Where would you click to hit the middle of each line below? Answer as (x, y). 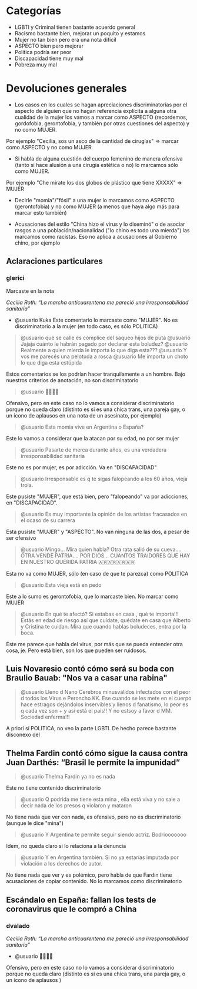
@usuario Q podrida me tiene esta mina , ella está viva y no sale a (100, 799)
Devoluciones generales (67, 88)
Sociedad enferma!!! (45, 717)
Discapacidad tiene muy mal (49, 58)
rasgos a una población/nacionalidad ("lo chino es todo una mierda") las (102, 230)
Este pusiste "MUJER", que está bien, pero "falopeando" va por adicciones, (98, 496)
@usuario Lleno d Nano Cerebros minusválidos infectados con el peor (105, 692)
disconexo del (23, 735)
